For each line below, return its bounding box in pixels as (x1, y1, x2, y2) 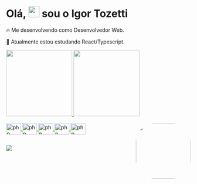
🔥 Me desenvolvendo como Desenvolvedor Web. (6, 26, 124, 34)
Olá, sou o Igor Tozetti (6, 7, 128, 21)
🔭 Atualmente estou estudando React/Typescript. (6, 38, 125, 45)
